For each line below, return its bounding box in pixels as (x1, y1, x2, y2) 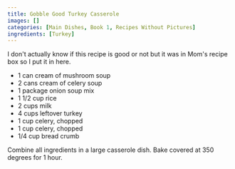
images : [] (7, 17, 40, 24)
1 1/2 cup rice (17, 94, 57, 103)
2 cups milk (17, 101, 52, 111)
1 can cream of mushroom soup (17, 71, 111, 80)
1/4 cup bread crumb (17, 132, 80, 140)
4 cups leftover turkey (17, 109, 83, 118)
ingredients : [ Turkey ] (7, 30, 75, 38)
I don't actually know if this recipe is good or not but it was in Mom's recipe (7, 50, 228, 58)
